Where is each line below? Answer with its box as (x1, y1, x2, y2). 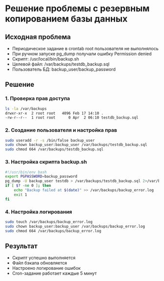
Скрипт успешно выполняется (12, 255, 76, 261)
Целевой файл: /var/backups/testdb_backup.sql (12, 61, 110, 67)
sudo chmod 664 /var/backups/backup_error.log (5, 228, 102, 233)
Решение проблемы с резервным (5, 3, 150, 14)
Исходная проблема (5, 33, 71, 41)
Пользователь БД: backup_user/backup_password (12, 66, 116, 72)
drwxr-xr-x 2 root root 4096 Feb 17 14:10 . (5, 111, 104, 116)
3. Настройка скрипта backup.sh (5, 159, 87, 165)
